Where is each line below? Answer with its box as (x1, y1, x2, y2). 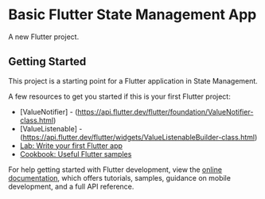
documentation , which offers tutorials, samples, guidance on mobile (8, 173, 231, 182)
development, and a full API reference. (8, 181, 134, 191)
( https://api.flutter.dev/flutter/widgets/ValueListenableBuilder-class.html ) (19, 132, 258, 142)
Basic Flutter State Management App (8, 6, 257, 24)
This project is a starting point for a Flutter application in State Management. (8, 76, 259, 85)
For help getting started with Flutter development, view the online (8, 165, 223, 174)
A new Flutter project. (8, 32, 80, 41)
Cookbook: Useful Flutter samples (19, 149, 132, 158)
